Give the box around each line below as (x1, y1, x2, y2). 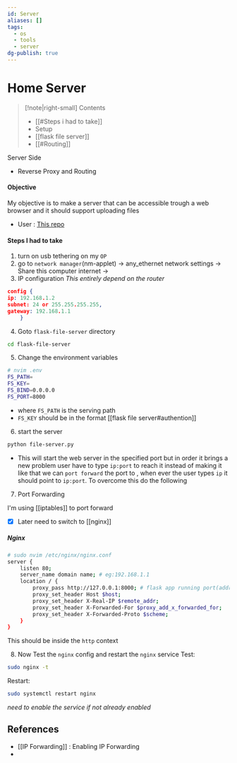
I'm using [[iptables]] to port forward (7, 503, 114, 512)
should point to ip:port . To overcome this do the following (17, 476, 188, 484)
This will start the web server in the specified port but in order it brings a (17, 453, 229, 462)
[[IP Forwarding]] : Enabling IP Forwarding (17, 742, 140, 750)
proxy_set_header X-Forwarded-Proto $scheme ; (32, 611, 169, 618)
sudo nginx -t (7, 664, 49, 671)
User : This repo (17, 220, 65, 229)
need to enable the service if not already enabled (7, 703, 152, 711)
